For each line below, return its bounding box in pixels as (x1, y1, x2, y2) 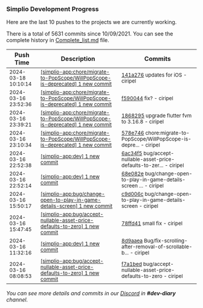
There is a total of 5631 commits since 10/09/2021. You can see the (6, 30, 173, 37)
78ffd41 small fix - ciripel (121, 220, 183, 227)
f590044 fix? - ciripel (121, 95, 173, 102)
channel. (6, 296, 28, 303)
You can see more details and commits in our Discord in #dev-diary (6, 290, 176, 297)
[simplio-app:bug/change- (40, 190, 105, 198)
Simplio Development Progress (6, 5, 99, 13)
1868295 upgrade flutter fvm (121, 112, 192, 119)
